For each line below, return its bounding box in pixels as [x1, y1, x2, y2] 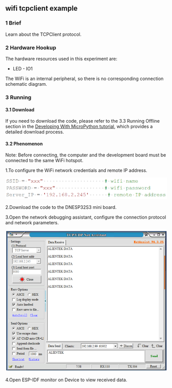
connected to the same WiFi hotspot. [5, 158, 84, 164]
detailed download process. [5, 129, 64, 135]
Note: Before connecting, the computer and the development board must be [5, 152, 166, 158]
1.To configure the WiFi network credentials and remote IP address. [5, 167, 147, 173]
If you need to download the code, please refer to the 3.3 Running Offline [5, 118, 160, 124]
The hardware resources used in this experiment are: [5, 55, 118, 62]
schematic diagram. [5, 81, 47, 87]
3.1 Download [5, 106, 35, 112]
